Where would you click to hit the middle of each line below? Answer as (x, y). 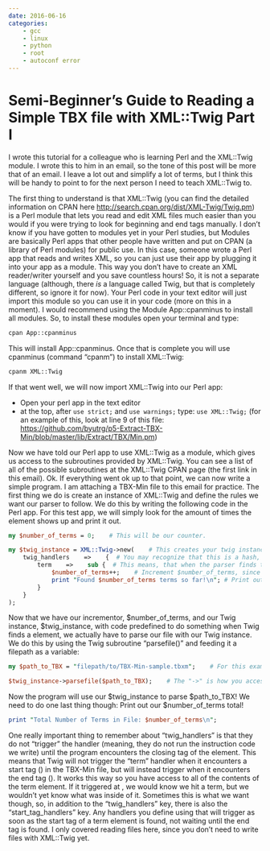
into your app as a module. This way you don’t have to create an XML (123, 266)
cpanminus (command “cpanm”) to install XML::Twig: (96, 357)
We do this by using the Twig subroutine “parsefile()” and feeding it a (123, 643)
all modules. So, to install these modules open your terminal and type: (124, 318)
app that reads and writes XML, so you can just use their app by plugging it (133, 258)
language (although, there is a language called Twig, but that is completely (132, 283)
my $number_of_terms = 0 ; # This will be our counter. (107, 535)
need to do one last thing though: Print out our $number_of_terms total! (126, 705)
